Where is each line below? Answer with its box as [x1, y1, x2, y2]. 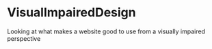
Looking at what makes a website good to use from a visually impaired [7, 27, 205, 35]
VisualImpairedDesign [7, 5, 136, 20]
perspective [7, 34, 41, 42]
